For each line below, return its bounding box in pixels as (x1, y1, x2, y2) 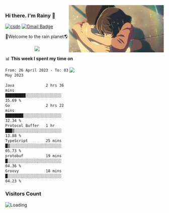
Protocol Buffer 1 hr (5, 123, 55, 128)
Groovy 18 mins (5, 169, 62, 174)
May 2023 (5, 73, 24, 78)
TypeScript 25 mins (5, 138, 62, 144)
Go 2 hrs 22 (5, 103, 64, 108)
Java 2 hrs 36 (5, 83, 64, 88)
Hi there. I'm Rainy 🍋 (5, 12, 56, 19)
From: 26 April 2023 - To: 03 (5, 68, 69, 73)
